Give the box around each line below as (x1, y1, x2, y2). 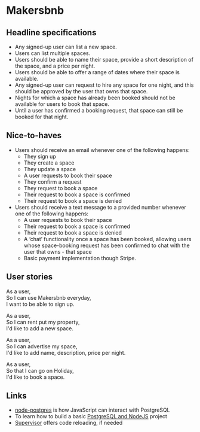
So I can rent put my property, (6, 318, 80, 325)
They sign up (23, 153, 57, 160)
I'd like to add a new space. (6, 324, 73, 332)
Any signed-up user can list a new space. (14, 43, 118, 50)
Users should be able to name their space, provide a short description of (14, 56, 194, 63)
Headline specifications (6, 28, 97, 38)
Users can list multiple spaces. (14, 50, 91, 57)
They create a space (23, 159, 75, 166)
